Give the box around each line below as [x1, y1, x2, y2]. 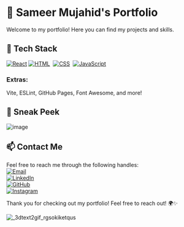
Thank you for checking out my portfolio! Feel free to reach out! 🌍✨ [6, 199, 178, 207]
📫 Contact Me [6, 142, 63, 152]
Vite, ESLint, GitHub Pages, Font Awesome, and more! [6, 89, 142, 97]
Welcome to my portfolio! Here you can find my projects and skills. [6, 26, 175, 33]
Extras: [6, 75, 29, 83]
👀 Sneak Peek [6, 107, 60, 117]
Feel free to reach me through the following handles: [6, 161, 139, 168]
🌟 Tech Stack [6, 44, 58, 54]
